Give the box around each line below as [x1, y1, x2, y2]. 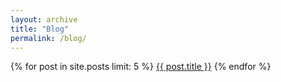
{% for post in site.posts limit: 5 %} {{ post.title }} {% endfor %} [10, 61, 272, 73]
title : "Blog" [10, 24, 70, 34]
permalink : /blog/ [10, 33, 87, 43]
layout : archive [10, 14, 78, 25]
